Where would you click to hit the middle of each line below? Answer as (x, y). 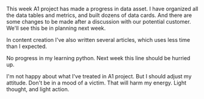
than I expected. (27, 46)
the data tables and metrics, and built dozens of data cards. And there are (99, 15)
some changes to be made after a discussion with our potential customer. (99, 22)
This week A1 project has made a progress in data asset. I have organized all (102, 9)
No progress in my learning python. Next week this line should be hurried (98, 58)
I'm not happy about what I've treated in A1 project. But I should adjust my (99, 76)
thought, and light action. (38, 89)
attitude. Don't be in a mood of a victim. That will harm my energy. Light (97, 83)
